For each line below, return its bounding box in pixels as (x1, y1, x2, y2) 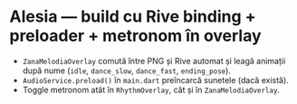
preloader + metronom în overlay (9, 25, 262, 46)
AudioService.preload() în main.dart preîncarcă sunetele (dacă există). (22, 74, 290, 85)
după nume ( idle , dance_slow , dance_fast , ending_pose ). (22, 65, 231, 76)
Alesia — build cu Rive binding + (9, 6, 256, 27)
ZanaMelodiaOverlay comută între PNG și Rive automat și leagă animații (22, 55, 286, 66)
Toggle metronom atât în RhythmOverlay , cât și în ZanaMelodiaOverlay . (22, 84, 281, 95)
